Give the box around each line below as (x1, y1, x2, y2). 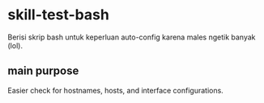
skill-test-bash (7, 6, 110, 24)
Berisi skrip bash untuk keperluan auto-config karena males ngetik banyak (7, 32, 256, 42)
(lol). (7, 40, 23, 50)
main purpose (7, 64, 79, 78)
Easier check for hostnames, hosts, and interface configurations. (7, 85, 224, 95)
